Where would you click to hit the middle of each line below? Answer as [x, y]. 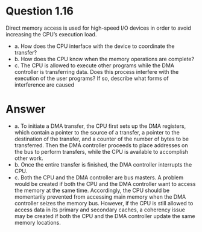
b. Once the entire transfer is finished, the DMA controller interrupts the [103, 164]
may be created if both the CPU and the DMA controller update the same [105, 216]
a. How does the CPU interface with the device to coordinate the [94, 46]
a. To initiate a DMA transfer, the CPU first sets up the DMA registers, [100, 126]
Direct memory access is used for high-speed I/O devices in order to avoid [98, 28]
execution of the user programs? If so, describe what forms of [92, 78]
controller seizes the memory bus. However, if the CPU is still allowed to [104, 203]
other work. [29, 158]
